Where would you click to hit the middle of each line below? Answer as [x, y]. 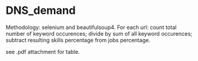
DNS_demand [41, 11]
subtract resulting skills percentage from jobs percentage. [78, 40]
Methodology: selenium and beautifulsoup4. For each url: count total [91, 27]
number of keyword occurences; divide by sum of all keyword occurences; [99, 33]
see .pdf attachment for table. [43, 51]
